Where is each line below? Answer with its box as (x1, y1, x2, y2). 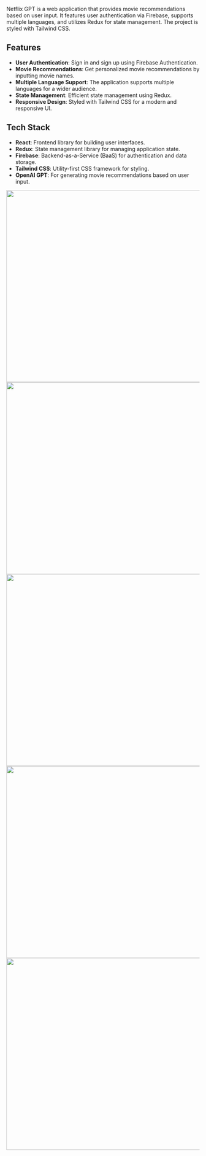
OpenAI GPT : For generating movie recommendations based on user (15, 171, 189, 179)
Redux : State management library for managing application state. (15, 145, 181, 152)
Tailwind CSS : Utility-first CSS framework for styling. (15, 165, 150, 172)
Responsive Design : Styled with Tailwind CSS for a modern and (15, 98, 177, 105)
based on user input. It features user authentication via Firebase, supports (6, 12, 194, 19)
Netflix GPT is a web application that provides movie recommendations (6, 6, 186, 12)
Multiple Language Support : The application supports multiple (15, 78, 175, 85)
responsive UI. (15, 104, 52, 112)
